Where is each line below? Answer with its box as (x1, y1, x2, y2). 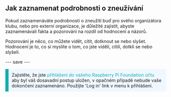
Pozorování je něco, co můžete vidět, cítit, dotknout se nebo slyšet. (5, 38, 146, 44)
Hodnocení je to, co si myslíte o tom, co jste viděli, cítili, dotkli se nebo (5, 43, 153, 50)
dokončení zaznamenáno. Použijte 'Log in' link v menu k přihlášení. (12, 82, 153, 88)
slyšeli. (5, 49, 20, 55)
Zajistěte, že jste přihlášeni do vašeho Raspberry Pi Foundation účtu (12, 72, 155, 78)
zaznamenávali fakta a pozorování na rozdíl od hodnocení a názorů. (5, 28, 148, 35)
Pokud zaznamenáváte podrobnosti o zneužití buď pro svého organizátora (5, 17, 162, 23)
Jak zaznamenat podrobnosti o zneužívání (5, 4, 143, 13)
